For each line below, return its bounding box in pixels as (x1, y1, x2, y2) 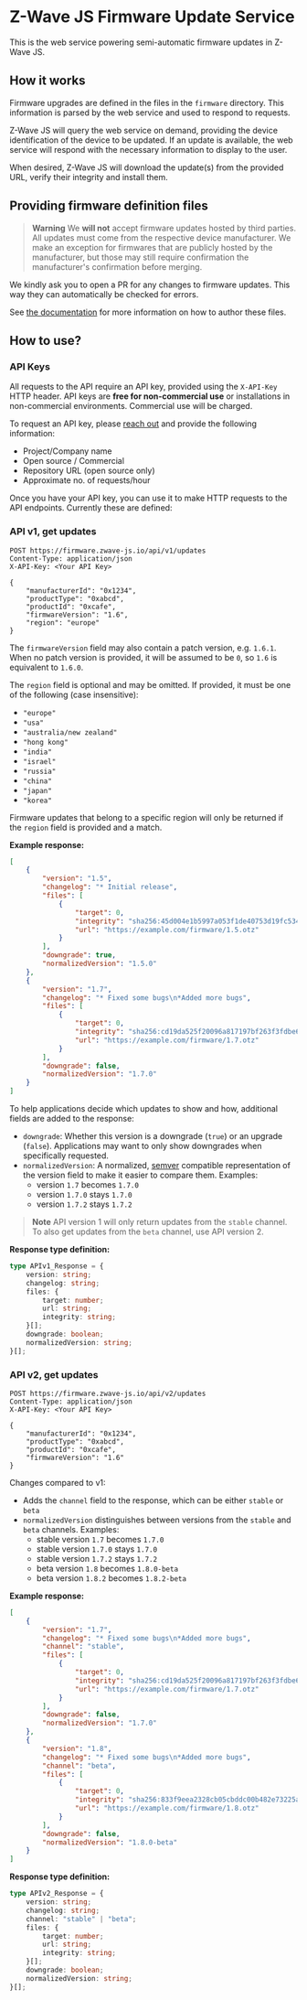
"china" (22, 776, 52, 786)
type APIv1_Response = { (9, 1262, 104, 1271)
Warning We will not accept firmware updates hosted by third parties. (31, 222, 297, 233)
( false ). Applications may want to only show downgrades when (22, 1141, 262, 1152)
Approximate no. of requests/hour (22, 475, 151, 486)
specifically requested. (22, 1150, 110, 1161)
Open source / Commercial (22, 456, 125, 467)
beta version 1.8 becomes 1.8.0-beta (36, 1563, 179, 1574)
